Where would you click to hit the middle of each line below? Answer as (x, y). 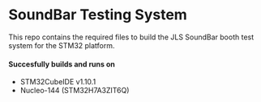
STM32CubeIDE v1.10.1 (58, 82)
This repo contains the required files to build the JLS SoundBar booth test (131, 37)
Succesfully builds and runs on (62, 64)
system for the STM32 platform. (62, 45)
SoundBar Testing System (98, 15)
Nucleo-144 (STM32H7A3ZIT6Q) (75, 91)
